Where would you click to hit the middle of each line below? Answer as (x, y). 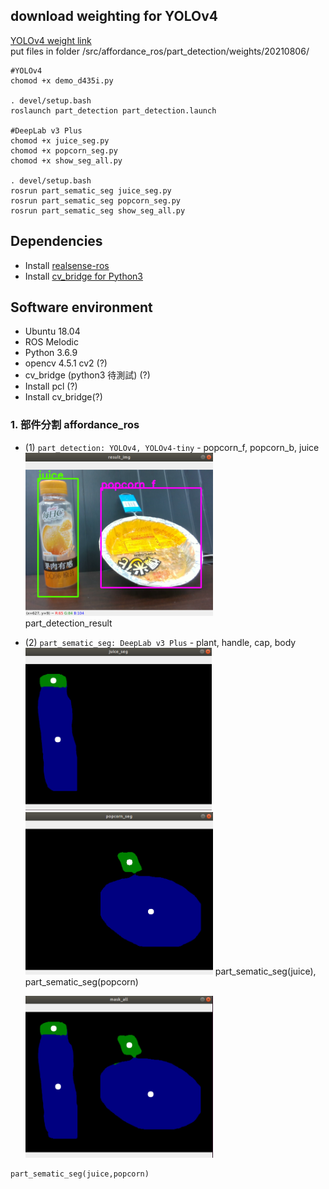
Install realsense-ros (67, 265)
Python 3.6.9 (51, 353)
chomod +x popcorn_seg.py (64, 150)
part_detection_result (68, 623)
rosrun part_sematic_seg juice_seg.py (91, 190)
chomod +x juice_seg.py (60, 140)
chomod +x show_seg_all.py (66, 160)
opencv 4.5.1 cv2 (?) (66, 363)
